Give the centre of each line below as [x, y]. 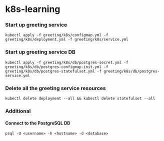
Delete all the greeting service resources [55, 88]
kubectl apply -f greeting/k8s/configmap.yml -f [57, 35]
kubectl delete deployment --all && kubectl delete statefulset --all [80, 98]
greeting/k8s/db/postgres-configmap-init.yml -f [57, 67]
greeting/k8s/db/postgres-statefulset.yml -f [53, 71]
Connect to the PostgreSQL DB [38, 123]
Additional [18, 111]
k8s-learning [33, 9]
